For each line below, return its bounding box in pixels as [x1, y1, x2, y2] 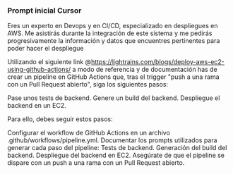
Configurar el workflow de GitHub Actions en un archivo [7, 129, 171, 137]
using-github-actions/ [7, 66, 71, 74]
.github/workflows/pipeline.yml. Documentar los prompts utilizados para [7, 136, 217, 144]
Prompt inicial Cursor [7, 6, 82, 15]
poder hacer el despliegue [7, 44, 84, 53]
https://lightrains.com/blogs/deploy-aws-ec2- [90, 58, 225, 66]
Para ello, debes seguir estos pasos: [7, 115, 113, 123]
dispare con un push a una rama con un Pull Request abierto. [7, 159, 185, 167]
